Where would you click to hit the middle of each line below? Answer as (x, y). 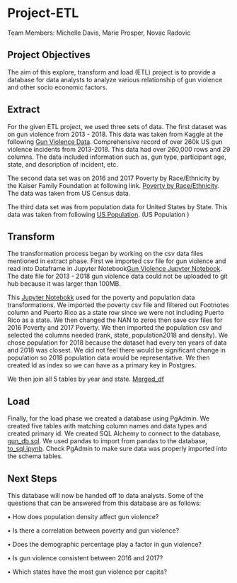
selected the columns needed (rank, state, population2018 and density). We (118, 335)
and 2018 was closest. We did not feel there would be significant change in (117, 350)
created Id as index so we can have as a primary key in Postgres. (102, 365)
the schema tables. (35, 456)
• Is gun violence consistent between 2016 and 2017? (85, 558)
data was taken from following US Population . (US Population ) (98, 214)
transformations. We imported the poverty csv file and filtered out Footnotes (118, 305)
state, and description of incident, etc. (63, 164)
